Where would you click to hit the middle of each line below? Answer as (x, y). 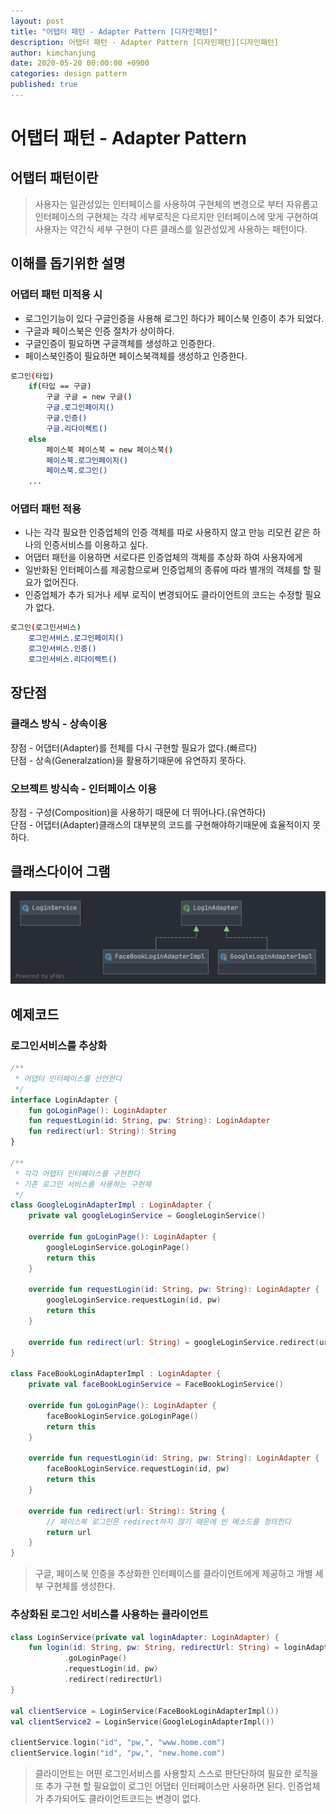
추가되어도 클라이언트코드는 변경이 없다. (123, 1799)
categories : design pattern (69, 74)
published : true (44, 85)
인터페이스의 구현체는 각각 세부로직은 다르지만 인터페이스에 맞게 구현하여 (176, 216)
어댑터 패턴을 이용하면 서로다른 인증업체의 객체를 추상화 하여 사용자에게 (163, 557)
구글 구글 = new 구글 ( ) (89, 397)
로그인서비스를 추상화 (59, 1045)
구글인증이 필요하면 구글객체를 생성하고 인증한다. (119, 343)
